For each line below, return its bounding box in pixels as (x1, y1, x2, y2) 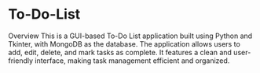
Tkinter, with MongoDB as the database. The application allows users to (8, 39, 241, 48)
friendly (8, 56, 34, 65)
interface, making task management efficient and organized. (35, 56, 230, 65)
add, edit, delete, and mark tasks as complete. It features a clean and (8, 47, 232, 57)
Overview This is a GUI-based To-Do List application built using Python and (8, 31, 253, 40)
